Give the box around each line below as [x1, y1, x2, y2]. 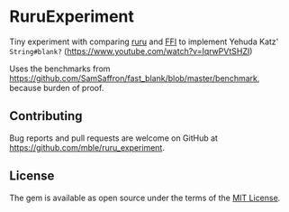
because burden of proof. [9, 82, 104, 93]
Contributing [9, 108, 83, 124]
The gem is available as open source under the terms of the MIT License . [9, 192, 281, 203]
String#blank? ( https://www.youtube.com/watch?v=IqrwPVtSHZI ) [9, 45, 253, 56]
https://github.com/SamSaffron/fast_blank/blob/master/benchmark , [9, 72, 260, 83]
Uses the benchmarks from [9, 63, 111, 74]
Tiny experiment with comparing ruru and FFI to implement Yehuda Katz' [9, 36, 279, 47]
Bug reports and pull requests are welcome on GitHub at [9, 133, 219, 143]
